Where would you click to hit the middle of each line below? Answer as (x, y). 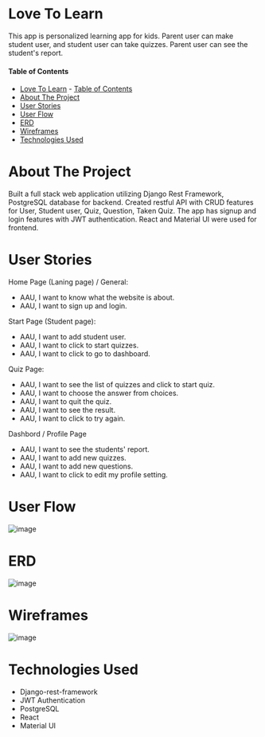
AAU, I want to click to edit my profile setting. (94, 475)
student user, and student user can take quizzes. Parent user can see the (128, 44)
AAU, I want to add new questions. (76, 466)
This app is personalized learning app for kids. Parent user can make (121, 36)
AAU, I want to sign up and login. (73, 306)
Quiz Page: (26, 369)
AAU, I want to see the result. (68, 410)
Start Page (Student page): (52, 321)
